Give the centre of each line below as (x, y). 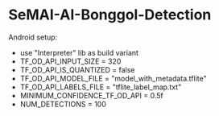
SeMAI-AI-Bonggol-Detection (110, 15)
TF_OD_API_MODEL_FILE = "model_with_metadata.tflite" (113, 78)
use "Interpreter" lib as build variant (79, 52)
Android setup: (33, 37)
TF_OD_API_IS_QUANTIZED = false (77, 69)
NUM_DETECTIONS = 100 (63, 104)
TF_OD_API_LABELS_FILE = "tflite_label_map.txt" (101, 87)
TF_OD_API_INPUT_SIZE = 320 (70, 61)
